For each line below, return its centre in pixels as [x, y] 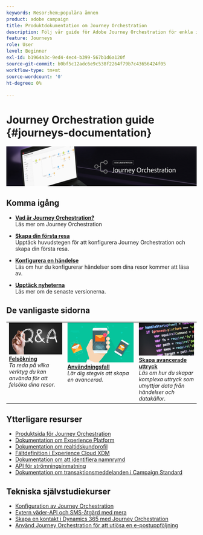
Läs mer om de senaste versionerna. [60, 291]
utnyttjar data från [162, 386]
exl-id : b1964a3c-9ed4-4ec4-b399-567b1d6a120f [66, 57]
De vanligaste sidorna [48, 311]
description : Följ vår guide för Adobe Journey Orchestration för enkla [100, 32]
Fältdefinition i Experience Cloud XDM [62, 453]
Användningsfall [89, 367]
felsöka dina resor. [32, 384]
